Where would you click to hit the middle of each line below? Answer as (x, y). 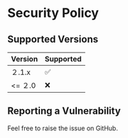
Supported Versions (53, 39)
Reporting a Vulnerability (64, 111)
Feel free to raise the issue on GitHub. (63, 128)
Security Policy (53, 13)
